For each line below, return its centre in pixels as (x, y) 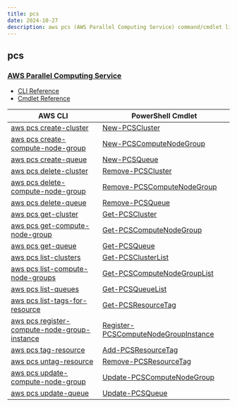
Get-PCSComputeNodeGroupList (158, 274)
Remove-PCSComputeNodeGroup (159, 187)
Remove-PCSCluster (137, 171)
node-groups (34, 278)
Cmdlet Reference (44, 99)
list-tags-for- (63, 300)
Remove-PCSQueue (136, 203)
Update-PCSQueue (135, 394)
